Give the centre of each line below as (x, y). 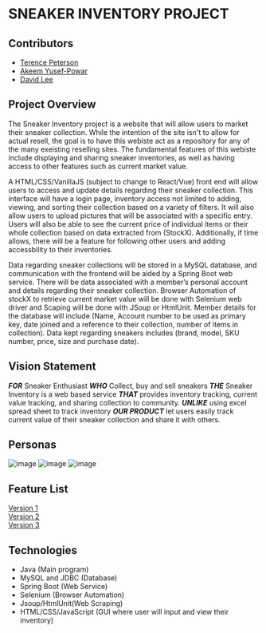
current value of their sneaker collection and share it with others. (114, 419)
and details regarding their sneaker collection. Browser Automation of (122, 290)
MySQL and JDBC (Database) (68, 578)
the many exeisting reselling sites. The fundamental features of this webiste (132, 149)
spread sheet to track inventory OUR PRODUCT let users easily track (121, 411)
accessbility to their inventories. (61, 249)
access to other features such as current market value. (98, 166)
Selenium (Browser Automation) (72, 595)
